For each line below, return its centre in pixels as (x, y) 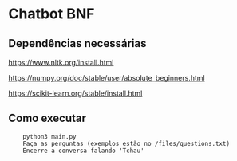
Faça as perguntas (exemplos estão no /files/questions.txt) (126, 143)
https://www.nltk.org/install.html (61, 62)
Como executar (47, 118)
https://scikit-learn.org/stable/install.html (75, 93)
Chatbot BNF (51, 14)
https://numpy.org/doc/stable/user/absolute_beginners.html (107, 78)
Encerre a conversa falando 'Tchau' (84, 151)
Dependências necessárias (77, 43)
